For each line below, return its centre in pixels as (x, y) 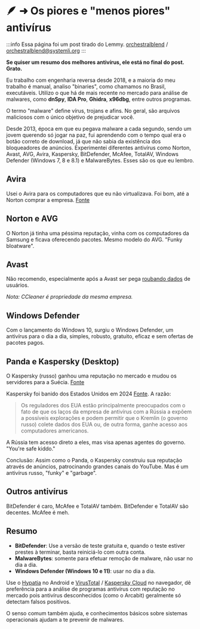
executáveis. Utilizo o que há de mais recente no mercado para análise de (97, 93)
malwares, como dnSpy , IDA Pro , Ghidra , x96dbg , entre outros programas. (99, 99)
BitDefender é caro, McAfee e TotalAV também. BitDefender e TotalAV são (98, 506)
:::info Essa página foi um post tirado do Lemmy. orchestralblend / (87, 44)
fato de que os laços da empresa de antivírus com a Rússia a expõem (106, 412)
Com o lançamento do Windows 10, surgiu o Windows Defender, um (90, 330)
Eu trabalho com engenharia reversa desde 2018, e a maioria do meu (91, 80)
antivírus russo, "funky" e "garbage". (52, 473)
